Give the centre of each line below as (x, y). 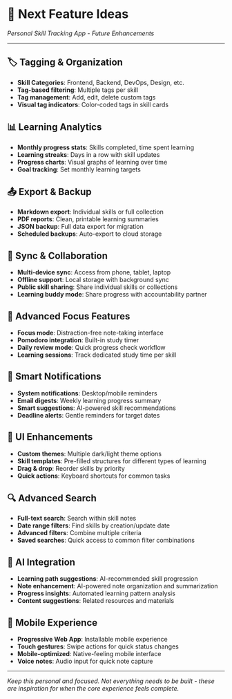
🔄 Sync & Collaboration (58, 255)
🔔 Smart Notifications (54, 376)
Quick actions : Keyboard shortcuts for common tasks (94, 476)
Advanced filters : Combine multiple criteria (79, 533)
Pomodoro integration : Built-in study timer (78, 340)
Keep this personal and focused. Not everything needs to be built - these (111, 681)
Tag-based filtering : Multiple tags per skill (78, 90)
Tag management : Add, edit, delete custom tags (86, 97)
